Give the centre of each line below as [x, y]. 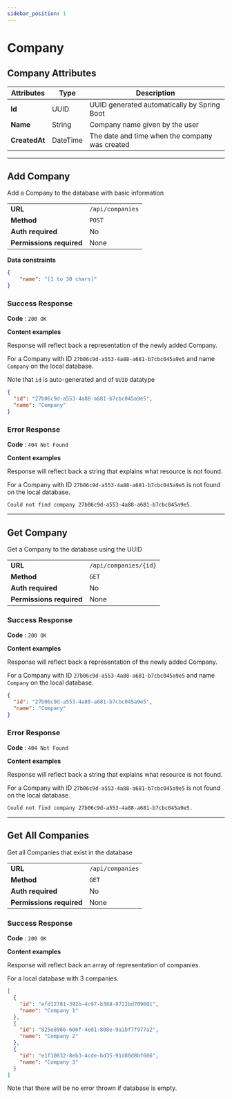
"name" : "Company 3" [49, 1062]
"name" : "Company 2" [49, 1037]
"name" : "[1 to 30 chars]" [58, 279]
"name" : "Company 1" [49, 1010]
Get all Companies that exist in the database [70, 852]
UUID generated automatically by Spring [155, 105]
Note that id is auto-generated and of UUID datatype [81, 380]
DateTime [67, 140]
